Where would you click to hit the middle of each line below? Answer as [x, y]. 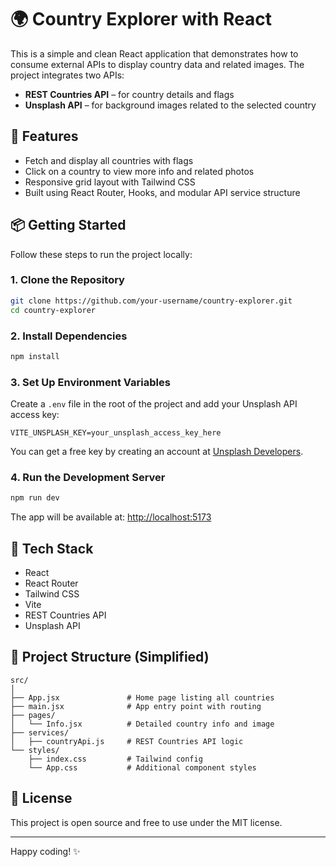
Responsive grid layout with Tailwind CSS [110, 182]
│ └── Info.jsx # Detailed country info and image [142, 724]
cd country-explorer [53, 310]
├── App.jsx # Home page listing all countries [142, 697]
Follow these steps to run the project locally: [101, 254]
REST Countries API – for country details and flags [129, 94]
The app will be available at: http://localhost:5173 [111, 517]
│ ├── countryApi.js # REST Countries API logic [127, 741]
